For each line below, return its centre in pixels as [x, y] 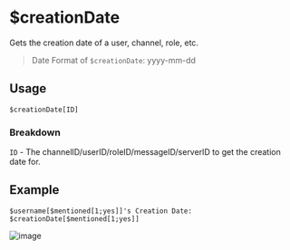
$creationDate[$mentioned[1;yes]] [75, 219]
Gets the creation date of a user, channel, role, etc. [104, 43]
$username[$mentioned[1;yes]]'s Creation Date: [101, 211]
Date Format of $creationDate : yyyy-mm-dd [114, 60]
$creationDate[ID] [44, 110]
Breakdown [35, 132]
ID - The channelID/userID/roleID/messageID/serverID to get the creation [145, 152]
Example [34, 190]
